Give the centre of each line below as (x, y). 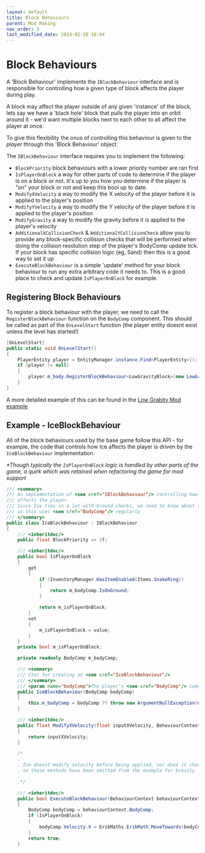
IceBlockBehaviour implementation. (51, 453)
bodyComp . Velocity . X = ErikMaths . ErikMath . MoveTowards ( (111, 827)
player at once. (25, 126)
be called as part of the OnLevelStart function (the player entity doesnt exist (102, 325)
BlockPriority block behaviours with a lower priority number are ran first (107, 168)
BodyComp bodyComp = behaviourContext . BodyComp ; (91, 810)
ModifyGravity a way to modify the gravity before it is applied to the (100, 220)
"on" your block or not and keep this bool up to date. (81, 187)
